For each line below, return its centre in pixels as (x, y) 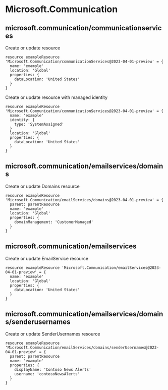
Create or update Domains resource (42, 186)
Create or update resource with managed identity (57, 97)
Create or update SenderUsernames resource (53, 334)
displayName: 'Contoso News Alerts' (53, 370)
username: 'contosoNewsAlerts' (47, 374)
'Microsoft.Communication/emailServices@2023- (111, 268)
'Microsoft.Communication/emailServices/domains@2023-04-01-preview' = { (85, 200)
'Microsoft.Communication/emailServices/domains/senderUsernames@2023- (82, 348)
